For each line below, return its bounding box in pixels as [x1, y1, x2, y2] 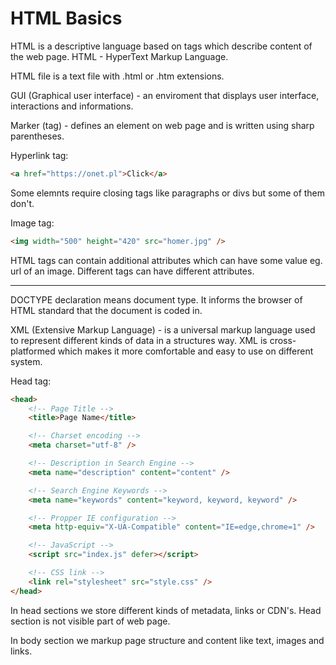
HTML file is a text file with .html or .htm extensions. [10, 70, 225, 82]
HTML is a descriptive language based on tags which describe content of [10, 40, 313, 52]
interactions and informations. [10, 100, 134, 112]
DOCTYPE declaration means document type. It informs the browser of [10, 293, 303, 306]
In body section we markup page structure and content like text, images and [10, 634, 325, 646]
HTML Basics [10, 7, 123, 30]
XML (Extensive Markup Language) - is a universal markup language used [10, 323, 316, 336]
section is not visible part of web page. [10, 615, 171, 627]
